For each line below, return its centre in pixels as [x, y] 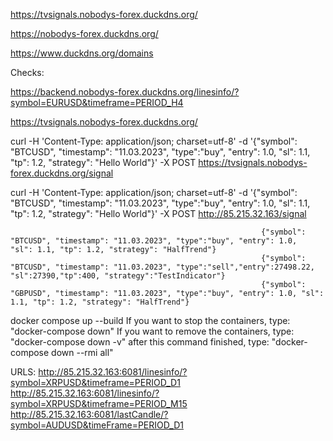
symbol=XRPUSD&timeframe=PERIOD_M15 [99, 403]
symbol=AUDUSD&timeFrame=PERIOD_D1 [97, 425]
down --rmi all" [82, 352]
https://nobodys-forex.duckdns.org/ [84, 33]
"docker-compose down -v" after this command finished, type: [140, 342]
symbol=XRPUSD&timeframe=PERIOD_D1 [95, 382]
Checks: [27, 72]
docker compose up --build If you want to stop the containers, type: [150, 320]
